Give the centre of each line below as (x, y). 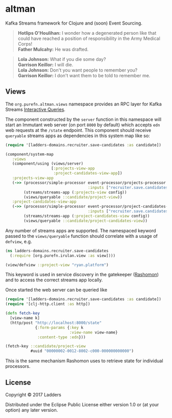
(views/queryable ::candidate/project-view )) (73, 197)
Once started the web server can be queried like (56, 290)
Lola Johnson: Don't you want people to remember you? (78, 70)
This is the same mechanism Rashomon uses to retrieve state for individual (84, 361)
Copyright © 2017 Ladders (33, 394)
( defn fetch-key (23, 313)
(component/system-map (29, 154)
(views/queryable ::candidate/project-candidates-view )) (85, 221)
